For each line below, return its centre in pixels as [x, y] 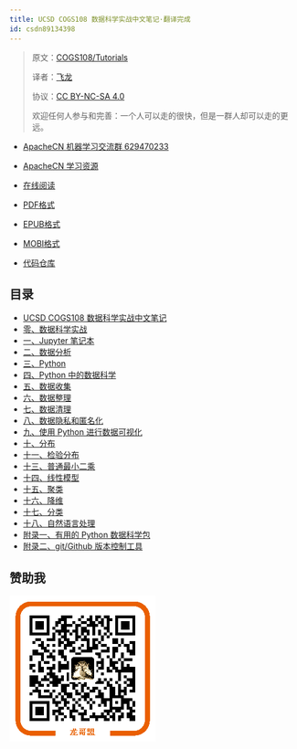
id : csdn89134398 [42, 29]
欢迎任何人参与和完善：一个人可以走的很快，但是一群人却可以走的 [156, 115]
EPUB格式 [42, 224]
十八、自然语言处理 [59, 523]
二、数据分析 [47, 353]
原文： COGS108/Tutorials [80, 57]
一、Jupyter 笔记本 [58, 341]
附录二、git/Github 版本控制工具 [83, 546]
